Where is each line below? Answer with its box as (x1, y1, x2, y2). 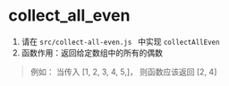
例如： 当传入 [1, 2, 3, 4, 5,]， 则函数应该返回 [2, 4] (30, 66, 217, 77)
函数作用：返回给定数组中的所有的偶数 (21, 47, 163, 58)
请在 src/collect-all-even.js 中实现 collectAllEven (21, 36, 220, 47)
